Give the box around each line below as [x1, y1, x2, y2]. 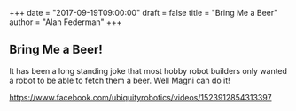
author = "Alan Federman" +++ [9, 17, 122, 27]
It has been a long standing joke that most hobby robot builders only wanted [9, 65, 288, 76]
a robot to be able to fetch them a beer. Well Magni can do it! [9, 75, 230, 85]
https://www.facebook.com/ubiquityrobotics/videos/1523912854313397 [9, 92, 272, 102]
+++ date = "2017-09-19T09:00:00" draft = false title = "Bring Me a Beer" [9, 8, 278, 18]
